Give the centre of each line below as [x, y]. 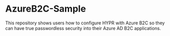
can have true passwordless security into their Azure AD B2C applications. [83, 28]
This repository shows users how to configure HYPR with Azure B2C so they [85, 23]
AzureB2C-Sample [46, 9]
